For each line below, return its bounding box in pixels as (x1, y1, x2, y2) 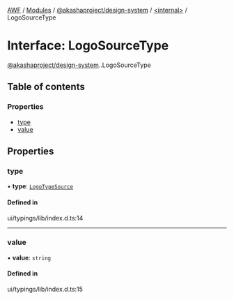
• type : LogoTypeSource (7, 182, 74, 190)
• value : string (7, 253, 51, 262)
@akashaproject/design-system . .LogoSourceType (7, 61, 151, 69)
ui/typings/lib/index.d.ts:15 (7, 285, 84, 294)
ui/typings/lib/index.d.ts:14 (7, 213, 84, 222)
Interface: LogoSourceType (7, 38, 169, 54)
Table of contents (7, 81, 85, 93)
